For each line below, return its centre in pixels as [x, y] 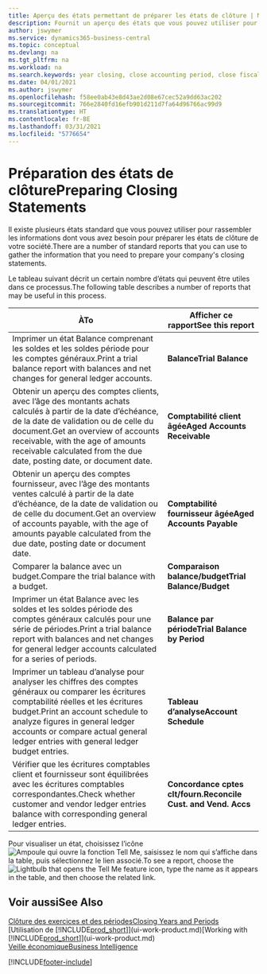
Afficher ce [211, 315]
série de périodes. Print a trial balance [82, 629]
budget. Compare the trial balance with [84, 576]
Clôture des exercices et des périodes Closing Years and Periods [114, 921]
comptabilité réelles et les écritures [77, 701]
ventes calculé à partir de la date [73, 493]
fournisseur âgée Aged [211, 513]
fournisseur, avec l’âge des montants [81, 484]
